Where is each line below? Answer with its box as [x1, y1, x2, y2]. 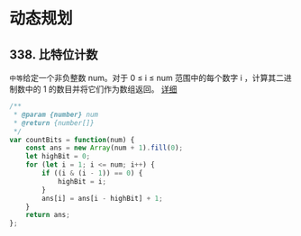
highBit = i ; [57, 177, 106, 186]
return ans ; [25, 211, 70, 220]
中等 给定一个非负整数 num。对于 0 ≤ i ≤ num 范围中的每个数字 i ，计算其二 [9, 73, 284, 83]
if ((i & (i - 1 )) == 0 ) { [41, 168, 143, 177]
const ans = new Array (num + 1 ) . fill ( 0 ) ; [25, 143, 184, 153]
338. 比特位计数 [9, 47, 98, 62]
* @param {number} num [13, 110, 99, 119]
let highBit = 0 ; [25, 152, 91, 161]
